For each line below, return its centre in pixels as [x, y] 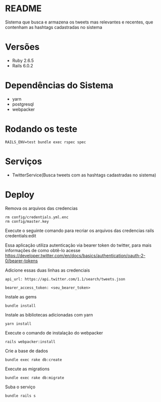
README [23, 9]
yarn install [18, 324]
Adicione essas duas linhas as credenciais [48, 270]
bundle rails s [20, 396]
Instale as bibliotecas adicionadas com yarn [49, 315]
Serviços [24, 161]
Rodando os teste [41, 129]
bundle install [20, 306]
